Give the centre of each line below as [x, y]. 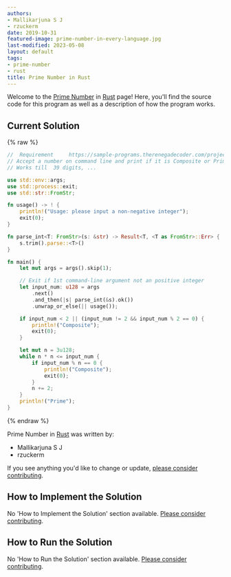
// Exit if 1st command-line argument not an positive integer [112, 281]
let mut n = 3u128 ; [47, 350]
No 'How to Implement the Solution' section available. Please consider [107, 513]
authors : [20, 13]
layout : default [30, 52]
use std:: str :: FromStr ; [41, 193]
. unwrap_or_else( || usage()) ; [75, 306]
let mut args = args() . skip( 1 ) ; [66, 269]
